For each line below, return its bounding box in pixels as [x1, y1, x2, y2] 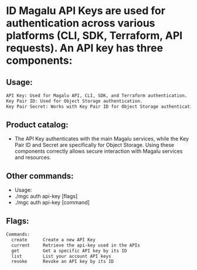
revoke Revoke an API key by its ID [11, 259, 114, 265]
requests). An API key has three [6, 42, 163, 55]
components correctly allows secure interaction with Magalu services [14, 148, 183, 155]
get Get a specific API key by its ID [11, 248, 127, 254]
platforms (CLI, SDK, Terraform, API [6, 29, 183, 42]
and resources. [14, 154, 52, 161]
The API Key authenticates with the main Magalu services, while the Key [14, 135, 189, 142]
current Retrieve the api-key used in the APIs [11, 242, 141, 248]
